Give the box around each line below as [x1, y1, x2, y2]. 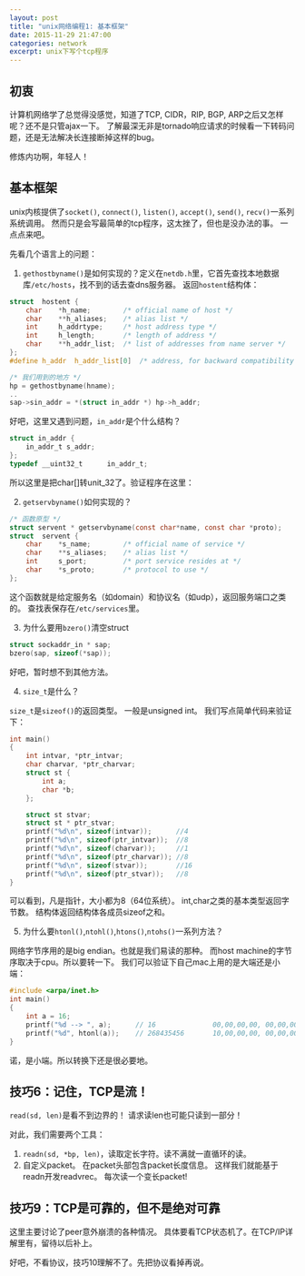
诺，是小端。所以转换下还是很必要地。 [9, 1055, 152, 1066]
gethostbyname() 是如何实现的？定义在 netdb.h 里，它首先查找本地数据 [22, 268, 280, 278]
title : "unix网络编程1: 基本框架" [9, 22, 129, 31]
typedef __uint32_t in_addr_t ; [9, 459, 148, 469]
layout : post [9, 13, 59, 23]
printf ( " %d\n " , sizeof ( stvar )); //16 [25, 861, 193, 870]
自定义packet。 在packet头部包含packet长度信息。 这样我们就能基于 [22, 1160, 279, 1170]
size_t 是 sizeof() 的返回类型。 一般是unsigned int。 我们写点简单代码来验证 [9, 704, 292, 715]
